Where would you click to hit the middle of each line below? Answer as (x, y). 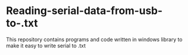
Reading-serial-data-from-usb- (84, 11)
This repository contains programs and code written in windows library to (94, 39)
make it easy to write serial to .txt (46, 46)
